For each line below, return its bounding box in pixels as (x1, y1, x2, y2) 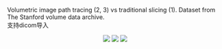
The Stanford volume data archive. (7, 13, 105, 21)
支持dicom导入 (7, 21, 49, 29)
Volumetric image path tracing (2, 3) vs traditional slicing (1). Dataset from (7, 6, 216, 14)
